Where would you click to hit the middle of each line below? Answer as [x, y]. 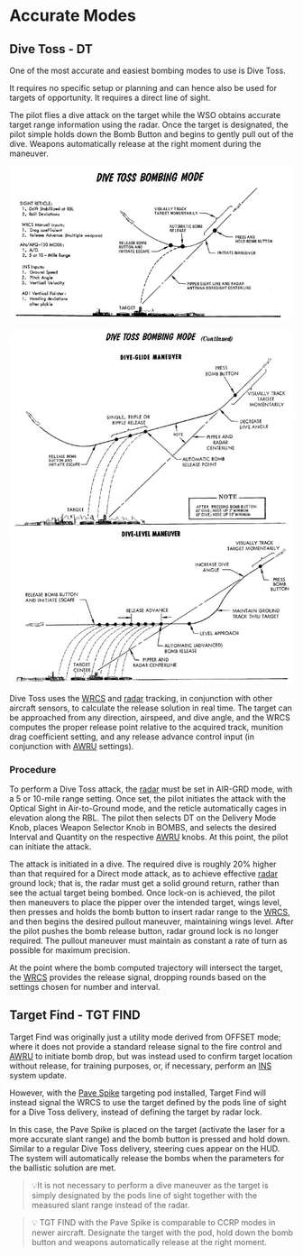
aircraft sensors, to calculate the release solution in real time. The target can [151, 708]
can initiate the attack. [50, 847]
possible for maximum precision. [70, 950]
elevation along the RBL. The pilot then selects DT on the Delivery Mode [143, 818]
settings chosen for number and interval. [85, 987]
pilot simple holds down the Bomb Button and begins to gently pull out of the [151, 134]
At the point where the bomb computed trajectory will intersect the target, [146, 968]
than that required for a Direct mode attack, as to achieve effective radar [143, 874]
